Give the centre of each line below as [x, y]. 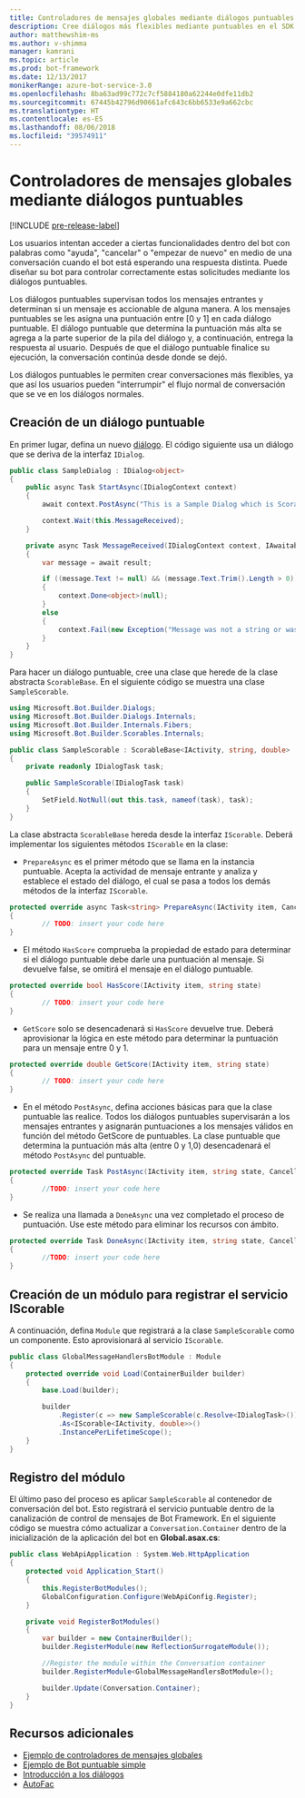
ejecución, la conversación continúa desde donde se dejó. [118, 357]
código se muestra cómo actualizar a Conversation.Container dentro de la [148, 1528]
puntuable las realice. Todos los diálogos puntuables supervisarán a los [156, 1117]
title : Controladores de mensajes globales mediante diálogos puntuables [152, 18]
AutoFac [38, 1784]
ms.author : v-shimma [49, 43]
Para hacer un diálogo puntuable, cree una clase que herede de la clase [144, 672]
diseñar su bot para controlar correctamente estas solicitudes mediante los [150, 272]
